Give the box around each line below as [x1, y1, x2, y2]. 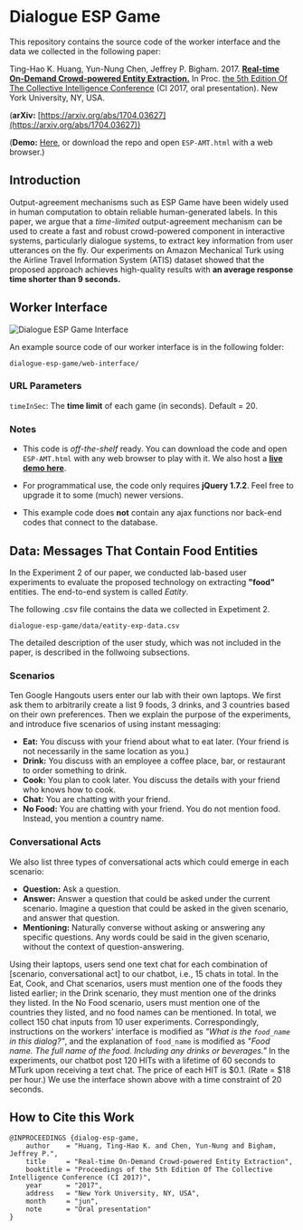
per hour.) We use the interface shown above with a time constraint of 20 [9, 1074, 282, 1084]
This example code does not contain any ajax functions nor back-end [22, 507, 282, 518]
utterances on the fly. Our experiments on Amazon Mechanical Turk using [9, 244, 285, 255]
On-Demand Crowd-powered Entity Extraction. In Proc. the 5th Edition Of [9, 72, 288, 83]
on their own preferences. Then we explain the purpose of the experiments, [9, 709, 291, 720]
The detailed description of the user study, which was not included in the [9, 637, 282, 648]
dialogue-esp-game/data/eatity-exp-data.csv [9, 621, 180, 630]
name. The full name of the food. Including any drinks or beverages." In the [9, 1045, 290, 1055]
